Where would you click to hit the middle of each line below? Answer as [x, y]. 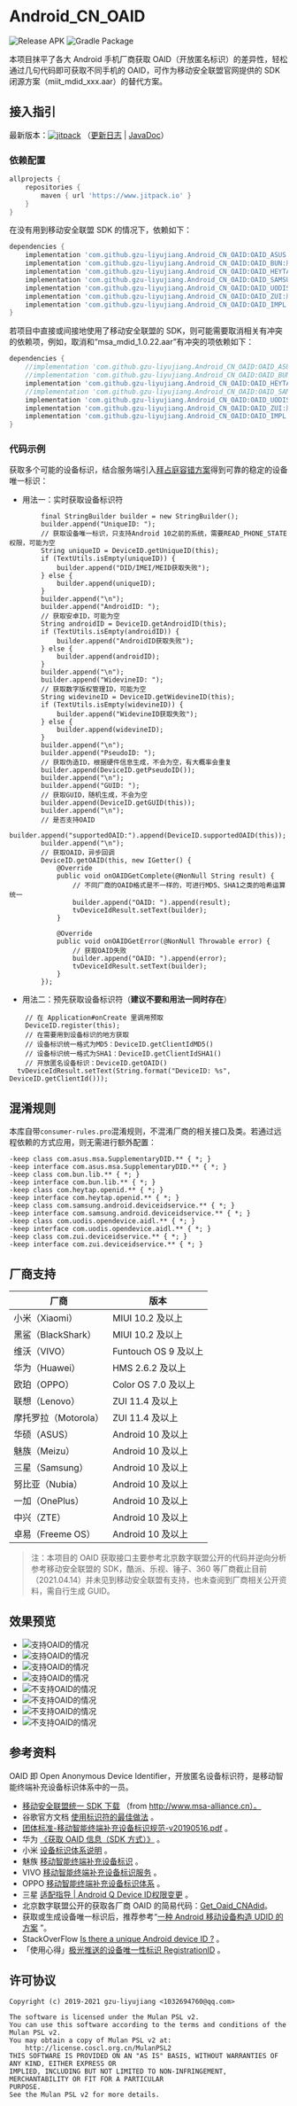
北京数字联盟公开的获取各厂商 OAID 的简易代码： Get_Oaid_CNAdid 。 [147, 1905]
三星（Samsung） [51, 1468]
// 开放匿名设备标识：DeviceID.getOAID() [96, 1064]
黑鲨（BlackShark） [55, 1335]
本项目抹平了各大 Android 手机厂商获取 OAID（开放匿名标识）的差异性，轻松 [148, 58]
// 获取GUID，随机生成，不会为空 [95, 795]
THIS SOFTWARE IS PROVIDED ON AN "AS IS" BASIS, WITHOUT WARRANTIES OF [144, 2055]
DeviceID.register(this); [73, 1026]
